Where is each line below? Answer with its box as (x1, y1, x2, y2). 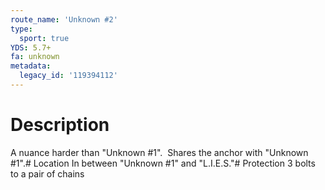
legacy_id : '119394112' (19, 71, 118, 81)
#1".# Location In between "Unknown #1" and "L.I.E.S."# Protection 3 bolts (10, 157, 316, 169)
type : (10, 24, 33, 34)
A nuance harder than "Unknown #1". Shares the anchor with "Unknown (10, 146, 309, 158)
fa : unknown (10, 52, 60, 62)
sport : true (19, 33, 70, 43)
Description (10, 114, 110, 136)
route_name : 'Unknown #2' (10, 14, 118, 25)
